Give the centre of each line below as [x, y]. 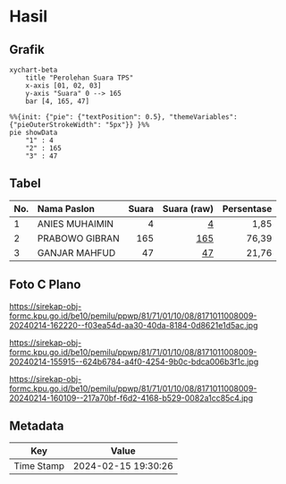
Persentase [247, 208]
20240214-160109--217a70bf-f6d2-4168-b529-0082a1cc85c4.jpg [131, 398]
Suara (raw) [188, 208]
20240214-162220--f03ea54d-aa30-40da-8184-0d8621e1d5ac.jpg [134, 325]
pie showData [34, 132]
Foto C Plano [45, 285]
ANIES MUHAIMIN [76, 224]
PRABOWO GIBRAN [78, 238]
